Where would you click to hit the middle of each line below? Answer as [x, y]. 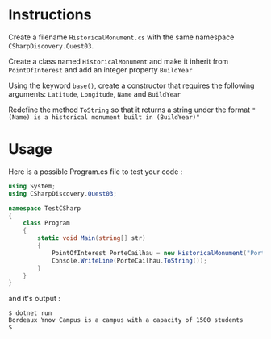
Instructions [50, 15]
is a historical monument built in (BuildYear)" [117, 117]
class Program [46, 223]
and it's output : [34, 299]
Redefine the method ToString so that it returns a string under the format [129, 110]
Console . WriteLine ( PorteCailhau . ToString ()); [129, 260]
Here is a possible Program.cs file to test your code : [96, 172]
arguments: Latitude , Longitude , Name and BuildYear [95, 93]
